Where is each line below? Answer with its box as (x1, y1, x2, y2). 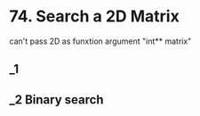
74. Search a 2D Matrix (9, 6, 180, 27)
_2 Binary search (9, 92, 104, 107)
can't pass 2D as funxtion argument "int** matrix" (9, 36, 192, 46)
